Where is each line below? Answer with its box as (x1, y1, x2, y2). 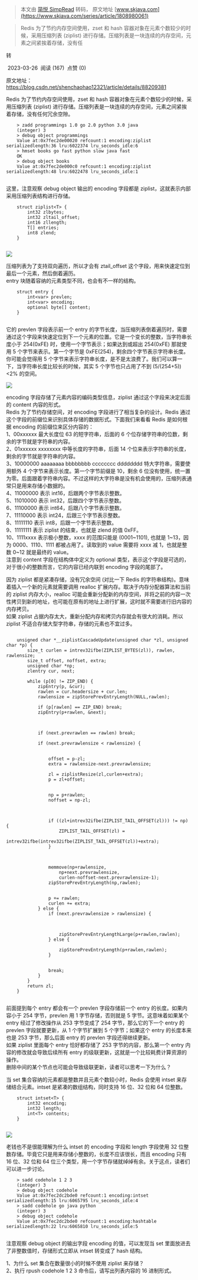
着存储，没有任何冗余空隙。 (6, 110, 74, 117)
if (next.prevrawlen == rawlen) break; (37, 730, 136, 736)
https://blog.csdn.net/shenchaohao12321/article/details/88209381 (6, 84, 167, 90)
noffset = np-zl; (48, 797, 91, 803)
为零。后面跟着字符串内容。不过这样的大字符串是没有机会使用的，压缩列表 (6, 475, 187, 482)
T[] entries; (27, 225, 60, 231)
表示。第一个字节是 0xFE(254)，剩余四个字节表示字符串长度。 (38, 348, 189, 355)
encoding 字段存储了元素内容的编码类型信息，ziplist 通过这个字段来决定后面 (6, 394, 190, 401)
